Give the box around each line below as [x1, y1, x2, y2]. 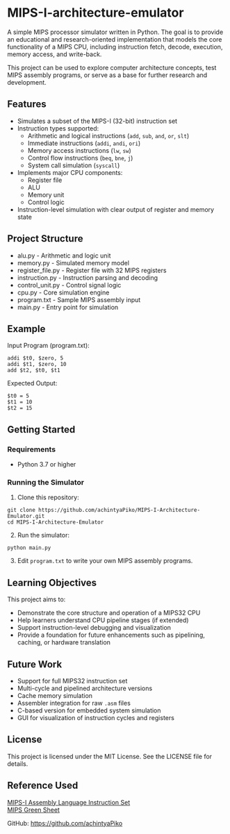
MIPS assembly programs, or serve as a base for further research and [7, 71, 208, 79]
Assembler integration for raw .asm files [17, 699, 131, 707]
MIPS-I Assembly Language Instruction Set [7, 798, 131, 806]
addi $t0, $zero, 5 [7, 355, 64, 362]
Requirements [7, 444, 56, 454]
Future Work [7, 658, 63, 670]
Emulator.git [7, 512, 45, 520]
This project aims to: [7, 595, 66, 603]
